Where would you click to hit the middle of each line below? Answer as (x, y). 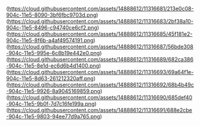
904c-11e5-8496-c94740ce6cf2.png (52, 27)
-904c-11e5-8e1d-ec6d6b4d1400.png (53, 66)
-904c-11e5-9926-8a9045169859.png (53, 91)
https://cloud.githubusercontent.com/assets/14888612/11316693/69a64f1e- (101, 72)
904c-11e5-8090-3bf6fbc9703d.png (51, 15)
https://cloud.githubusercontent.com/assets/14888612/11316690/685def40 (100, 97)
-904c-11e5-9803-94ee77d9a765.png (53, 116)
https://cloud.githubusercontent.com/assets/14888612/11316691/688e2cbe (100, 110)
